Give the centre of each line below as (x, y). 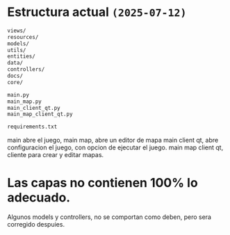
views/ (17, 31)
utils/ (17, 50)
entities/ (22, 56)
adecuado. (39, 198)
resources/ (23, 37)
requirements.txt (32, 127)
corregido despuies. (36, 225)
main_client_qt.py (34, 108)
